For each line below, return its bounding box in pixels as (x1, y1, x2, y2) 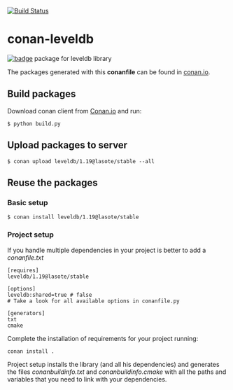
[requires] (7, 267, 39, 274)
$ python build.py (7, 120, 61, 127)
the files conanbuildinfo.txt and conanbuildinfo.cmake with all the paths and (7, 368, 227, 376)
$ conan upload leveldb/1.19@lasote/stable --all (7, 158, 155, 165)
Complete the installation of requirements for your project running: (7, 334, 199, 342)
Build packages (7, 88, 76, 100)
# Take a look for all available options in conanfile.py (7, 298, 180, 305)
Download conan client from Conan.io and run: (7, 106, 142, 115)
